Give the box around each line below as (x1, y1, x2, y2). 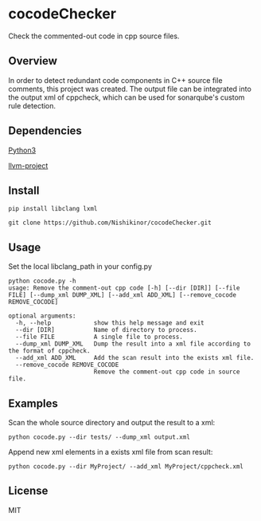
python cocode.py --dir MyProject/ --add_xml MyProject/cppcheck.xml (8, 463, 244, 471)
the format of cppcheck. (8, 347, 91, 355)
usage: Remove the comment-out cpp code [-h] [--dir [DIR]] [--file (8, 284, 240, 292)
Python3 (8, 145, 37, 155)
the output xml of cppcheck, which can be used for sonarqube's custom (8, 93, 245, 102)
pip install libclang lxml (8, 205, 98, 213)
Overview (8, 54, 58, 68)
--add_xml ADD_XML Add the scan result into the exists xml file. (15, 354, 255, 362)
